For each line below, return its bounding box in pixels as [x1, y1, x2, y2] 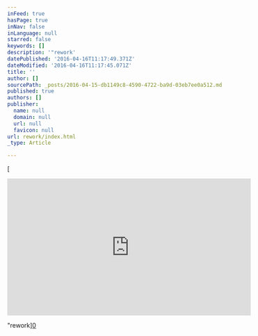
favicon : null [13, 127, 54, 134]
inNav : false [7, 23, 45, 30]
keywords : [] [7, 42, 45, 49]
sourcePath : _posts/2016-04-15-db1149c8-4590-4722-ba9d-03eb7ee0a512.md [7, 81, 223, 88]
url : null [13, 120, 42, 127]
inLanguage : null [7, 29, 58, 37]
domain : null [13, 113, 51, 120]
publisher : [7, 101, 39, 108]
